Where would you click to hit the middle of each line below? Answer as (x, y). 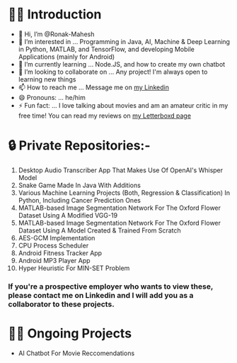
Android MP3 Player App (54, 260)
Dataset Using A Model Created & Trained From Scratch (99, 230)
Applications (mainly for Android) (67, 57)
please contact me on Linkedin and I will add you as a (101, 295)
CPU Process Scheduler (53, 245)
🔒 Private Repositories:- (79, 146)
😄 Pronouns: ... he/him (52, 97)
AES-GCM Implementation (57, 238)
